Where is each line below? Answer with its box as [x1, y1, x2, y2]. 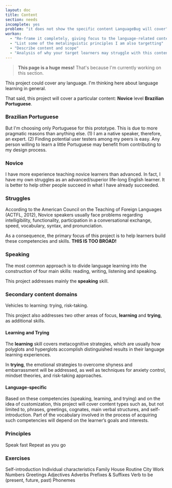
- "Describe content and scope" [10, 46, 79, 51]
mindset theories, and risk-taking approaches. [5, 372, 103, 379]
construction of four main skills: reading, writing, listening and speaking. [5, 268, 158, 274]
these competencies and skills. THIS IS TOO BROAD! [5, 238, 117, 244]
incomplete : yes [5, 22, 40, 27]
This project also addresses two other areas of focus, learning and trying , [5, 312, 162, 318]
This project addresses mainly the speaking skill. [5, 278, 109, 284]
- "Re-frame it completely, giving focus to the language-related [10, 36, 155, 41]
